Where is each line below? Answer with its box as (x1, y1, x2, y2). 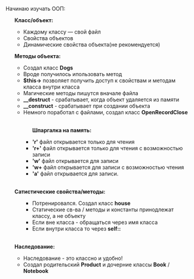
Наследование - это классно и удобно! (23, 254, 123, 262)
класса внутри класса (23, 83, 80, 90)
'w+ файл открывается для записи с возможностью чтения (32, 164, 184, 171)
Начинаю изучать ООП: (5, 5, 66, 12)
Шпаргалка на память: (32, 127, 92, 134)
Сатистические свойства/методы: (14, 188, 106, 195)
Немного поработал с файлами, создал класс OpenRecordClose (23, 109, 188, 116)
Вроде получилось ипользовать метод (23, 71, 122, 77)
